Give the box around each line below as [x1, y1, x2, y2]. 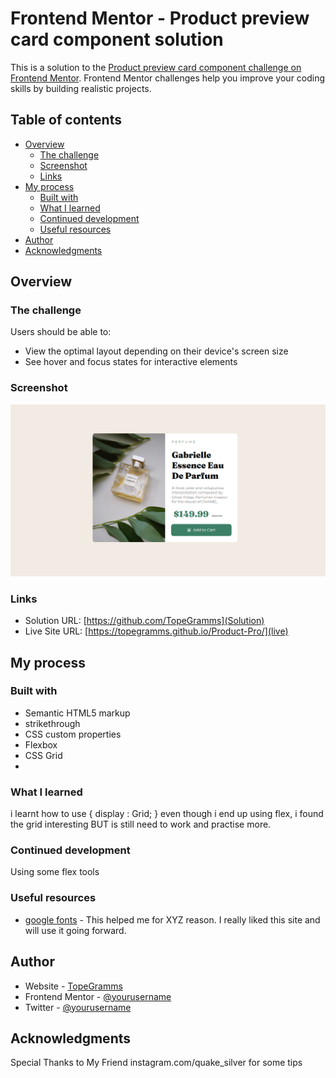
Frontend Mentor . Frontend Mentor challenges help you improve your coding [10, 72, 326, 84]
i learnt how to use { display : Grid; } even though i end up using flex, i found [10, 808, 324, 820]
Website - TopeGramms [24, 980, 123, 992]
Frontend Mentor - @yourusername [24, 990, 172, 1002]
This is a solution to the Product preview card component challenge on [10, 61, 302, 73]
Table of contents [10, 112, 122, 129]
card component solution [10, 28, 224, 51]
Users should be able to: [10, 326, 112, 338]
